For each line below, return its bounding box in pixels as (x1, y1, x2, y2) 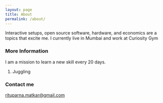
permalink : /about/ (5, 16, 46, 21)
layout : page (5, 7, 32, 12)
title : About (5, 12, 32, 17)
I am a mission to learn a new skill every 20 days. (5, 59, 106, 65)
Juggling (12, 68, 31, 74)
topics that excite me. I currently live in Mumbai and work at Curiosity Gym (5, 35, 159, 41)
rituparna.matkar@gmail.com (5, 92, 65, 98)
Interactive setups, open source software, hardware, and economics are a (5, 30, 157, 36)
